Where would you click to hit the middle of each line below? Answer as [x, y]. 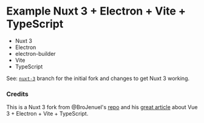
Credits [17, 94]
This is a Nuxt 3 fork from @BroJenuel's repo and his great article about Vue [102, 107]
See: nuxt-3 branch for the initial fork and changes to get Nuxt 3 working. [98, 78]
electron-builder [35, 53]
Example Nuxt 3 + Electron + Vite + [96, 11]
